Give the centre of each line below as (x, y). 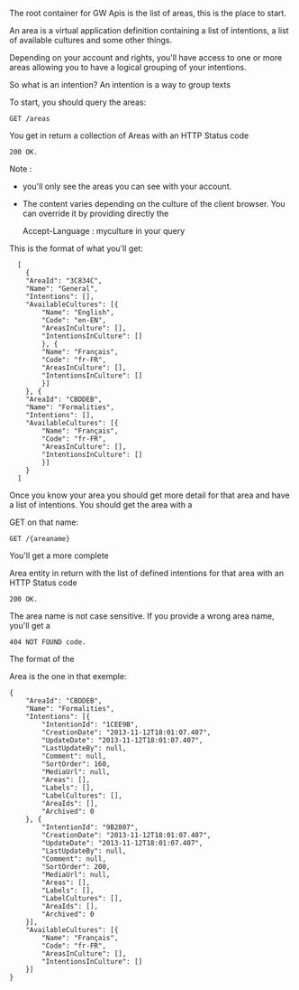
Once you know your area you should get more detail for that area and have (149, 495)
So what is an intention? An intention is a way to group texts (120, 84)
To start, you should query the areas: (78, 102)
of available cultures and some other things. (91, 40)
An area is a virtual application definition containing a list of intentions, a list (149, 30)
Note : (21, 169)
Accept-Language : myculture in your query (104, 231)
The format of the (42, 659)
